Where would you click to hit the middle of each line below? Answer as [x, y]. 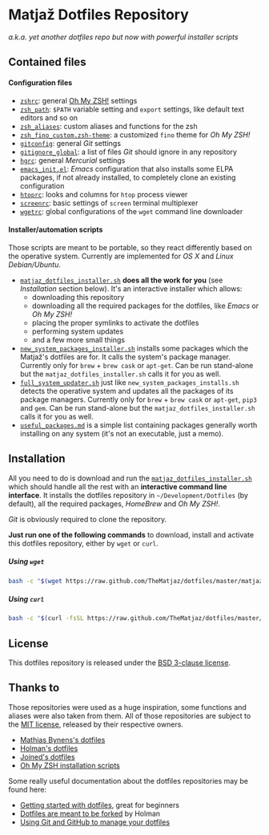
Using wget [26, 561]
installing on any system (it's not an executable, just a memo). [122, 433]
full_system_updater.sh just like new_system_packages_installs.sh [129, 382]
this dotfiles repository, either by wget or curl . [83, 543]
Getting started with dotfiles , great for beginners [100, 805]
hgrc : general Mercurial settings [72, 160]
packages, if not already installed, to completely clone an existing [128, 177]
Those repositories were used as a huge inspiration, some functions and [127, 707]
